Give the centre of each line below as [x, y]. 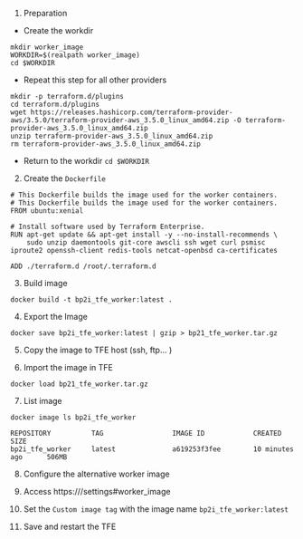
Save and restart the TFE [70, 526]
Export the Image [56, 317]
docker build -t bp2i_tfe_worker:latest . [91, 300]
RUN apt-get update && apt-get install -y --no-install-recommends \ [144, 235]
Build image [45, 283]
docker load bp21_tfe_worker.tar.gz [79, 384]
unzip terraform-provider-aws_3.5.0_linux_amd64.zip [112, 136]
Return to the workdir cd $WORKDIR [86, 161]
